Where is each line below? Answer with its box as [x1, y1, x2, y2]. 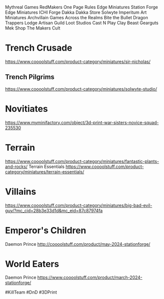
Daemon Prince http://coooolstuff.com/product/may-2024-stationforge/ [5, 241, 151, 247]
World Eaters [5, 258, 59, 269]
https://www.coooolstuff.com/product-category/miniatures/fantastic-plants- [5, 158, 160, 164]
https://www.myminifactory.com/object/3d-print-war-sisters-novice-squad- [5, 119, 159, 125]
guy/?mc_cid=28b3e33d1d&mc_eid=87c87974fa [5, 207, 103, 213]
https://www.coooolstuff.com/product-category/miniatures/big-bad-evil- [5, 202, 152, 208]
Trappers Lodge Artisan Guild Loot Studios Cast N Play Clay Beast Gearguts [5, 20, 159, 26]
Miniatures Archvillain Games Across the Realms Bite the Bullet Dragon [5, 15, 148, 20]
